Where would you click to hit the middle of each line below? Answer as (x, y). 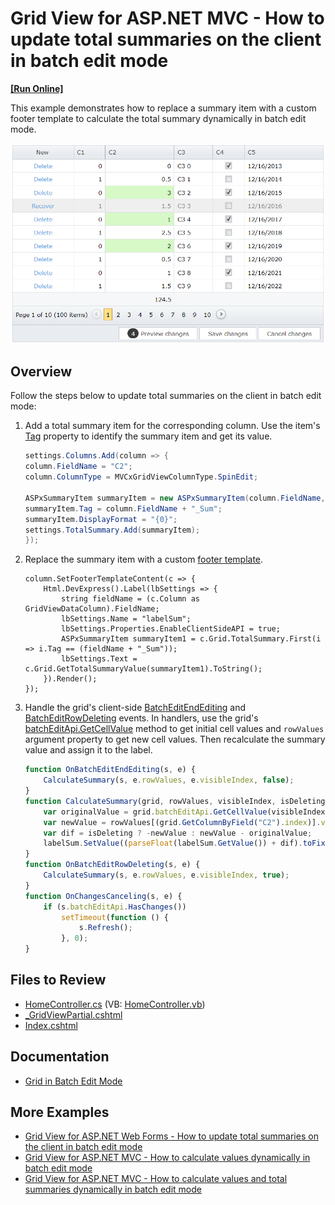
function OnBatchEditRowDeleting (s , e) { (112, 865)
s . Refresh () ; (105, 928)
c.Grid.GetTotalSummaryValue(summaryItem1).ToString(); (143, 669)
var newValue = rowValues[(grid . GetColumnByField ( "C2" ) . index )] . (182, 822)
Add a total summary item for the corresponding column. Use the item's (172, 426)
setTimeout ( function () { (115, 917)
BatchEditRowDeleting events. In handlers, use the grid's (141, 718)
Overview (41, 371)
